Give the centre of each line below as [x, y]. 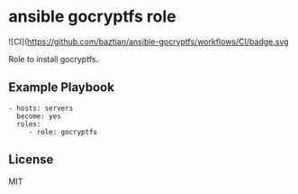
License [31, 160]
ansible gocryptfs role [92, 17]
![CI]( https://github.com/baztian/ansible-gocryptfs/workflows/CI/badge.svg [149, 42]
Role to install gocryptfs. [54, 59]
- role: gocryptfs [63, 132]
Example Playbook [61, 88]
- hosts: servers [41, 108]
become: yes [39, 116]
